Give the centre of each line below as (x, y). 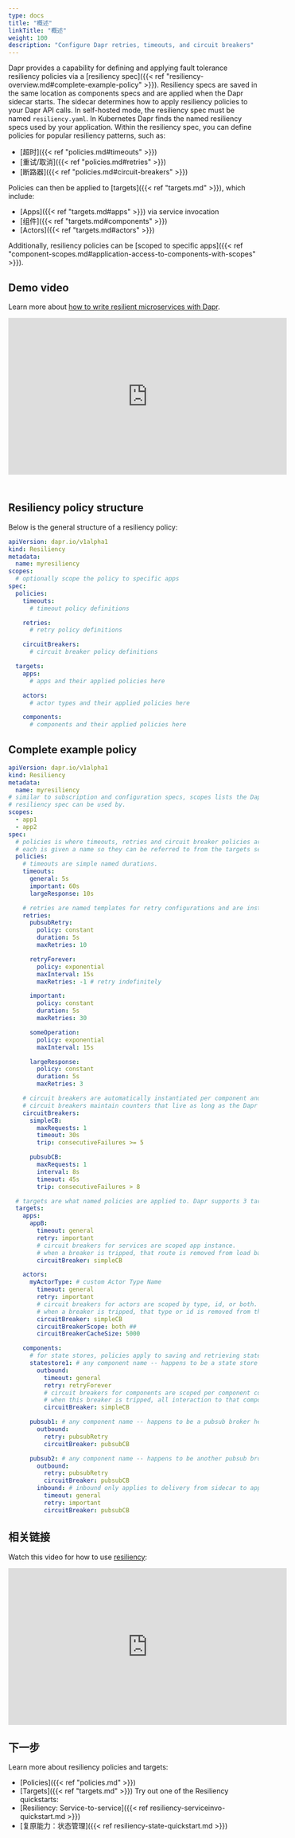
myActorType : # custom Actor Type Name (95, 1282)
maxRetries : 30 (62, 1019)
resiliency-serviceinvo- (188, 1808)
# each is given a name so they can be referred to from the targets (133, 849)
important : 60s (54, 886)
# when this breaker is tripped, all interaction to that (142, 1400)
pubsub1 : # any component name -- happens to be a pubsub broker (140, 1422)
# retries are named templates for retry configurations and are (133, 908)
